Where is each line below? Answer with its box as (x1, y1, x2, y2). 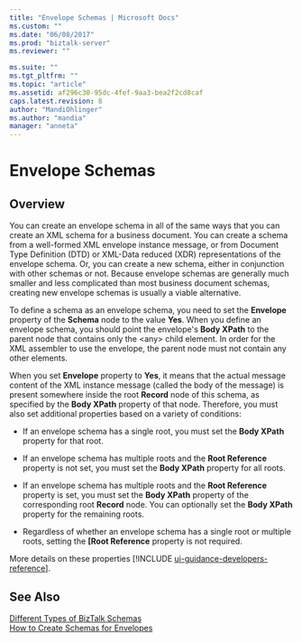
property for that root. (22, 436, 104, 446)
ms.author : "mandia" (9, 114, 87, 123)
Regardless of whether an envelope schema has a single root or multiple (22, 527, 291, 537)
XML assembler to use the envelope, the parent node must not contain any (9, 344, 287, 354)
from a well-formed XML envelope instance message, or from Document (9, 240, 279, 251)
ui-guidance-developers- (174, 554, 269, 564)
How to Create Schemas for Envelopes (9, 622, 153, 633)
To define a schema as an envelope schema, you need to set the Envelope (9, 305, 287, 316)
